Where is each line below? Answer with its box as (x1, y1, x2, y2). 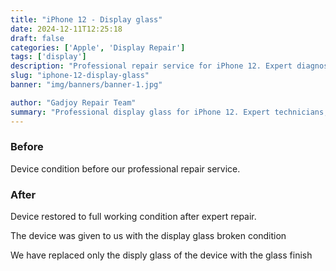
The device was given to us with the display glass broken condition (10, 230, 287, 242)
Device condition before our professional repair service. (10, 162, 241, 175)
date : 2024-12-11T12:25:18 (10, 24, 123, 34)
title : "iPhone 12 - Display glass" (10, 14, 163, 25)
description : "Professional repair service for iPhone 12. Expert (10, 61, 293, 71)
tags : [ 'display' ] (10, 52, 87, 62)
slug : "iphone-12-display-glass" (10, 71, 150, 81)
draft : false (10, 33, 65, 43)
